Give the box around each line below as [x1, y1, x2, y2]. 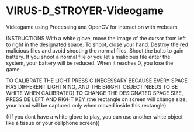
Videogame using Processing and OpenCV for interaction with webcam [6, 23, 178, 30]
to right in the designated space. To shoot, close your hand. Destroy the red [6, 41, 188, 48]
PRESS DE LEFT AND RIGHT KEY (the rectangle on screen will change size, [6, 95, 188, 103]
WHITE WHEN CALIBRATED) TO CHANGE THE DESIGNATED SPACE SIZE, [6, 89, 183, 96]
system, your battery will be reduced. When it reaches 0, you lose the [6, 60, 174, 67]
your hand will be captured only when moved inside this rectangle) [6, 102, 167, 109]
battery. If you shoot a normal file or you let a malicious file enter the [6, 53, 171, 60]
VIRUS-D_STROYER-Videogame [6, 4, 164, 18]
